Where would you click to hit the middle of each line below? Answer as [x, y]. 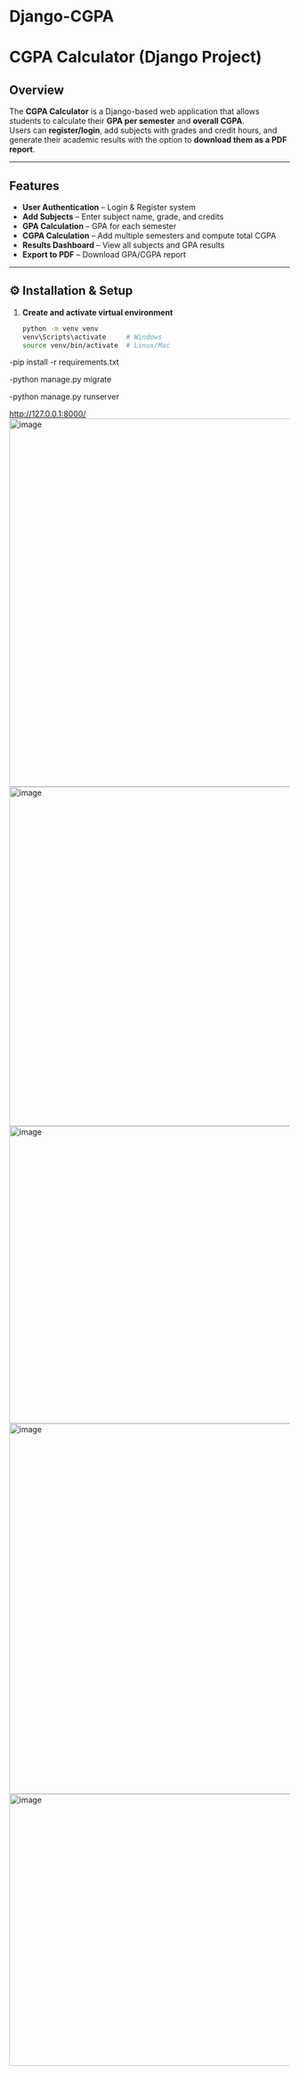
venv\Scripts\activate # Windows [92, 337]
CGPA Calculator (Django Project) [136, 57]
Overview [37, 90]
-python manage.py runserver [65, 397]
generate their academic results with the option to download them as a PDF [148, 140]
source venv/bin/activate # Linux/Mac [96, 345]
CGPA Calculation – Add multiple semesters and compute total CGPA [149, 235]
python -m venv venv [60, 328]
